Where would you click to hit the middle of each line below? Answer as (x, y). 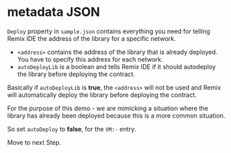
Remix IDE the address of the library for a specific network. (92, 38)
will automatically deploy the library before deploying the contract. (102, 95)
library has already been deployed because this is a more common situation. (116, 116)
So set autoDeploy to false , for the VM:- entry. (72, 129)
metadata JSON (54, 12)
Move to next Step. (34, 142)
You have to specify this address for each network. (90, 59)
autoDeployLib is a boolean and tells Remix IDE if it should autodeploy (117, 66)
